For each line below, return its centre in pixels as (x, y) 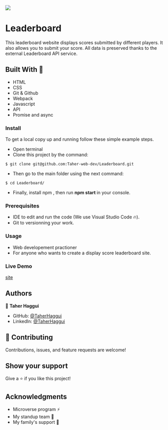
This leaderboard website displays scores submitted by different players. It (84, 42)
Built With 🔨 (24, 70)
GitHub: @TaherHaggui (37, 315)
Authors (19, 294)
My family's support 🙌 (36, 422)
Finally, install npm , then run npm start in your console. (71, 193)
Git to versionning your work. (43, 223)
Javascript (24, 104)
